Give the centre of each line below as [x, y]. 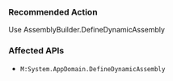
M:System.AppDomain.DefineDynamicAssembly [93, 69]
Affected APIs [36, 51]
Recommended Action [53, 12]
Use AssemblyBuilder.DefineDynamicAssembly [87, 30]
